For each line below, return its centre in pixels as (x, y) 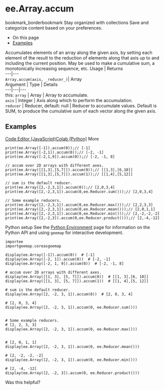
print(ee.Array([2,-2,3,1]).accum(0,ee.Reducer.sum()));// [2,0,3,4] (79, 191)
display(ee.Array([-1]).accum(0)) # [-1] (50, 255)
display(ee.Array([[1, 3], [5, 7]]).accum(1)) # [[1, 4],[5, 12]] (77, 281)
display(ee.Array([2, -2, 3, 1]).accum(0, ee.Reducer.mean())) (72, 346)
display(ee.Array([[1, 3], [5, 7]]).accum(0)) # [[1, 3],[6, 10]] (77, 276)
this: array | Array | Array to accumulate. (47, 95)
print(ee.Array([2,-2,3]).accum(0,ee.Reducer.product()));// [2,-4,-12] (82, 218)
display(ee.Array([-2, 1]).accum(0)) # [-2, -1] (58, 259)
